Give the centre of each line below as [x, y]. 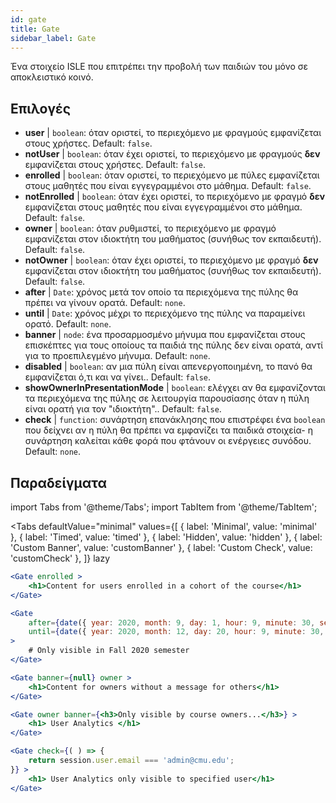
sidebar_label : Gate [53, 38]
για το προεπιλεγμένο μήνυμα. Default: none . [117, 356]
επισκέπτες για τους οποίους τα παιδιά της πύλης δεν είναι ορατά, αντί [174, 345]
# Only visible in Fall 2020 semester [109, 651]
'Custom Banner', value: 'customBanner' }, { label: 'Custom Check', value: [161, 547]
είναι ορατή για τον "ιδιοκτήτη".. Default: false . [123, 409]
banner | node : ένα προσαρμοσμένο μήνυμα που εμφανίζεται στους [165, 335]
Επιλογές [41, 108]
